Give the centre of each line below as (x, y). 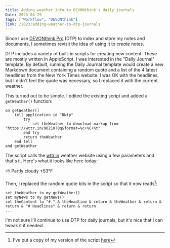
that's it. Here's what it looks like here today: (51, 161)
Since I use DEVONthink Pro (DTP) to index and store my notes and (75, 39)
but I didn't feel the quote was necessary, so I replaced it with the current (81, 81)
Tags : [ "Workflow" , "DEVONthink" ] (42, 19)
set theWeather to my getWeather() (43, 193)
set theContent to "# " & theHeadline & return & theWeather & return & (83, 202)
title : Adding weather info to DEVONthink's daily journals (70, 10)
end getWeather (21, 146)
